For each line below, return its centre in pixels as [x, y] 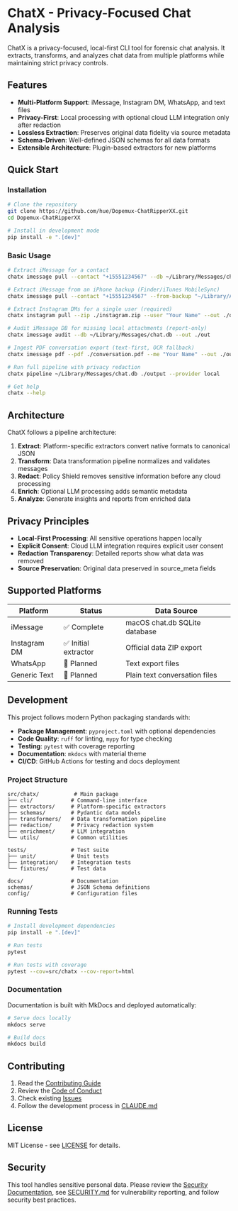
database [141, 631]
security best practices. [42, 1200]
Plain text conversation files [171, 675]
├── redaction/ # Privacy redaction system [80, 825]
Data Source [176, 610]
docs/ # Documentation [63, 881]
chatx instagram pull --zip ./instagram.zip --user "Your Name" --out [114, 316]
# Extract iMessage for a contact [58, 270]
